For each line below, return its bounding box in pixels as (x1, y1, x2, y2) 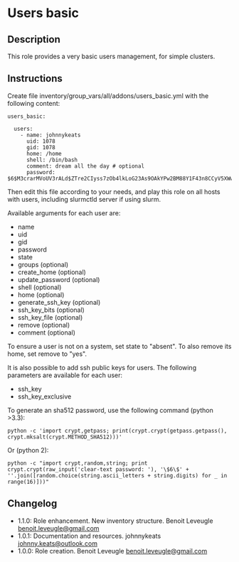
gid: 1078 (26, 144, 55, 151)
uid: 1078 (26, 137, 55, 145)
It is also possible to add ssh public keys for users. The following (7, 363, 197, 372)
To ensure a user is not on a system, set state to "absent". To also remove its (7, 342, 232, 350)
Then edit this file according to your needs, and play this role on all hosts (7, 187, 221, 196)
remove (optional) (17, 320, 70, 329)
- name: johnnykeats (20, 131, 81, 139)
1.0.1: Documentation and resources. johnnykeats (17, 531, 161, 540)
